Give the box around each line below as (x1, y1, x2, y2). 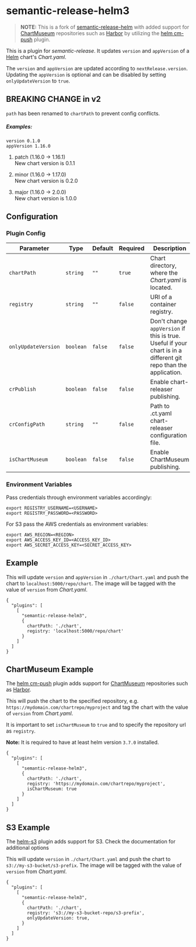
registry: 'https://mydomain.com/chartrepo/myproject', (27, 781, 166, 787)
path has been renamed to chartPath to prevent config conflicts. (6, 110, 160, 117)
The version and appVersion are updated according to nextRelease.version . (6, 64, 188, 71)
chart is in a (150, 347, 182, 355)
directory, (150, 262, 177, 270)
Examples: (6, 123, 33, 130)
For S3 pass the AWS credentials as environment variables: (6, 520, 148, 528)
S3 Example (6, 822, 50, 832)
